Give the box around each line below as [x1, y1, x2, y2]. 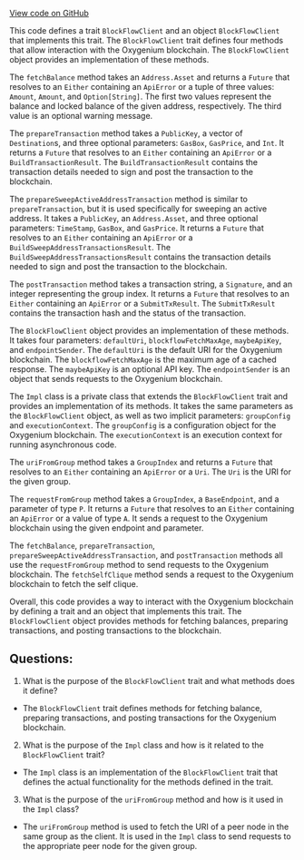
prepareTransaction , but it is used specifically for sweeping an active [9, 203, 268, 214]
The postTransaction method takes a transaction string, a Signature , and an [9, 279, 293, 289]
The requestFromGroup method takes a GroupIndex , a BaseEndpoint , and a [9, 494, 279, 504]
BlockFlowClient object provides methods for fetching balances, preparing [9, 616, 289, 626]
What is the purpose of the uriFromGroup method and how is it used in [22, 794, 284, 805]
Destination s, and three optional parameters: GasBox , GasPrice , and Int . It [9, 138, 284, 148]
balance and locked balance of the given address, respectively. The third [9, 101, 282, 112]
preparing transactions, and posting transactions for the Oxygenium [22, 712, 277, 723]
